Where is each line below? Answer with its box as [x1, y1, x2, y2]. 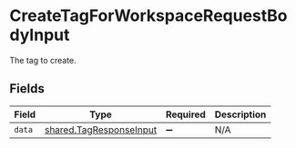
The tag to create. [9, 54, 77, 65]
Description [214, 108, 267, 121]
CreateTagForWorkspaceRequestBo [9, 5, 289, 26]
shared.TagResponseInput [44, 123, 158, 136]
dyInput [9, 25, 70, 45]
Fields [9, 81, 46, 96]
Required [165, 108, 207, 121]
